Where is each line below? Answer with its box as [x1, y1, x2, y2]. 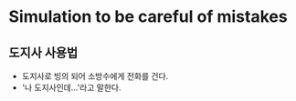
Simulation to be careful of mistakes [8, 6, 289, 27]
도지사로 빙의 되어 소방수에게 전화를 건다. [21, 71, 169, 81]
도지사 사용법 [8, 45, 79, 60]
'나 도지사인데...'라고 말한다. [21, 82, 122, 93]
